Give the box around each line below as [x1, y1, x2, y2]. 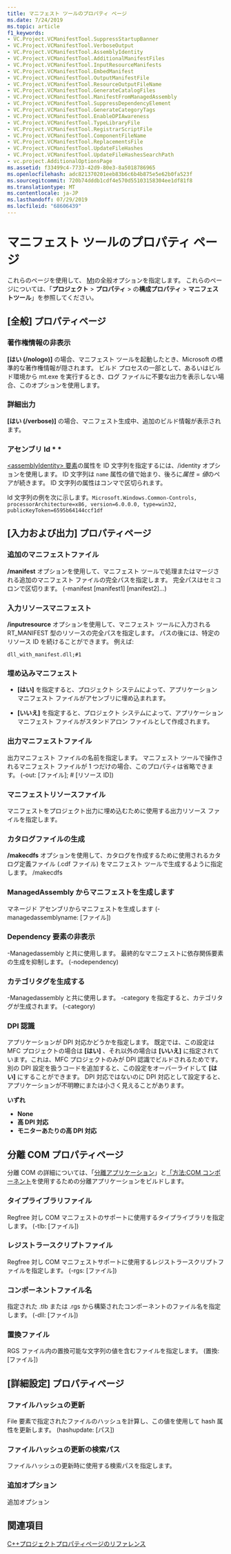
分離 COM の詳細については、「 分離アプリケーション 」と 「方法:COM [7, 1169, 201, 1177]
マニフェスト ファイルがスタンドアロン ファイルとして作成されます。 [17, 718, 214, 726]
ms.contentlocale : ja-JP [7, 190, 79, 197]
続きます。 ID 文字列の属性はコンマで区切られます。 [19, 479, 167, 487]
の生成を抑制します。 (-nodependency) [7, 957, 119, 966]
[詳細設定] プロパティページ [7, 1377, 125, 1389]
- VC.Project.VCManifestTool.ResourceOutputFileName [7, 81, 162, 88]
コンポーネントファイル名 [7, 1285, 92, 1295]
